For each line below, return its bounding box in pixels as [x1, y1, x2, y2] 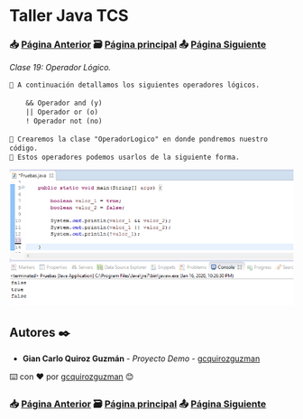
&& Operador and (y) [25, 98, 103, 108]
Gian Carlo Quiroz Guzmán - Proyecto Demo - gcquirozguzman [22, 353, 261, 364]
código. [9, 144, 39, 154]
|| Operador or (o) [25, 107, 99, 117]
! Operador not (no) [25, 116, 103, 126]
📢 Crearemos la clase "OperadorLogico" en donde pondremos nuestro [9, 135, 269, 144]
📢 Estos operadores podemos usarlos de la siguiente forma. [9, 153, 241, 163]
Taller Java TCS [9, 5, 129, 26]
